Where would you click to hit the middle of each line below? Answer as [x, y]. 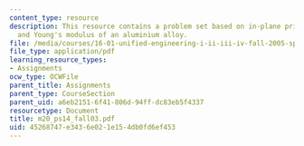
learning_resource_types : [58, 60]
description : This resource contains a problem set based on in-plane [145, 26]
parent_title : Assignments [60, 85]
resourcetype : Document [54, 111]
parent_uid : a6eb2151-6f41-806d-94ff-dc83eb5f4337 [107, 102]
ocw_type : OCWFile [44, 77]
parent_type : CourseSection [62, 93]
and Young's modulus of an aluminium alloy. [103, 34]
